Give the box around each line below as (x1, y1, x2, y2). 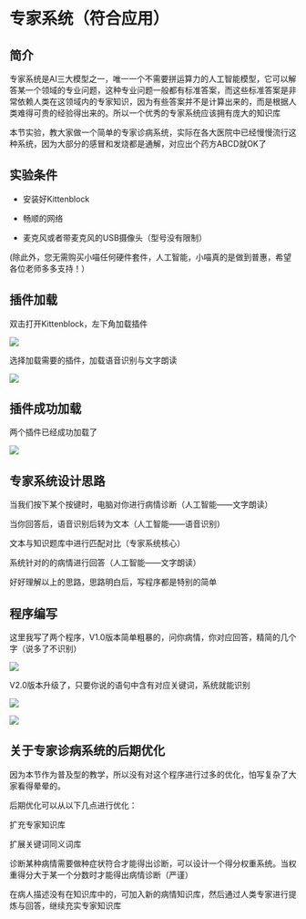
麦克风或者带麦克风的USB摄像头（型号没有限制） (22, 232, 208, 243)
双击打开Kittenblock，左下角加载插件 (9, 318, 148, 329)
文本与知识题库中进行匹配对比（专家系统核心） (9, 538, 185, 549)
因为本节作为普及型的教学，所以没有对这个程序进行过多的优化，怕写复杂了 (9, 769, 289, 780)
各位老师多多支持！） (9, 263, 89, 274)
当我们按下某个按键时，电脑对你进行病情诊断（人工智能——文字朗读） (9, 499, 273, 511)
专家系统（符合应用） (9, 8, 170, 29)
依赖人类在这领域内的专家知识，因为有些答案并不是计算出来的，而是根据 (16, 97, 289, 107)
